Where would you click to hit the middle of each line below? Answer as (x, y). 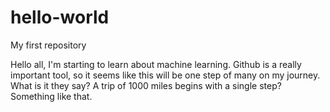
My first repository (48, 45)
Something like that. (51, 96)
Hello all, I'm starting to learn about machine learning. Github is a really (156, 64)
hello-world (60, 17)
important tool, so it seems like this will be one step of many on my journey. (165, 75)
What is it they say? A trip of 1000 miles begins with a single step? (146, 85)
